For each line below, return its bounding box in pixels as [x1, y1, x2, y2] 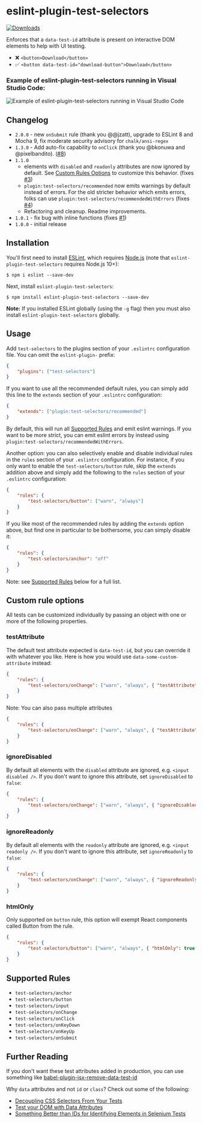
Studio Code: [6, 83, 46, 92]
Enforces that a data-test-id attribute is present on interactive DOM [6, 36, 176, 43]
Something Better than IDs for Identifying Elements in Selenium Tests [14, 1110, 186, 1118]
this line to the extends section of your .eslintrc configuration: [6, 391, 162, 398]
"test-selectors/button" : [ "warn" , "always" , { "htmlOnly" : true [28, 945, 195, 951]
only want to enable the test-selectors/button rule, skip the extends [6, 462, 176, 470]
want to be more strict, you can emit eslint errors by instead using [6, 431, 170, 438]
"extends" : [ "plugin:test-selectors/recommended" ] [17, 409, 147, 415]
